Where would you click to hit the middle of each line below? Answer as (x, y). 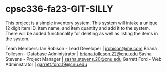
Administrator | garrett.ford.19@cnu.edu (46, 64)
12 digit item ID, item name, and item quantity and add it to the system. (78, 28)
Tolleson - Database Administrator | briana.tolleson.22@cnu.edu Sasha (78, 54)
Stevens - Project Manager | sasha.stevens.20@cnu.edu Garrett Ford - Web (83, 59)
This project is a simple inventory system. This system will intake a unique (81, 23)
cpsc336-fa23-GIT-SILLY (59, 9)
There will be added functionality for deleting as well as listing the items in (82, 33)
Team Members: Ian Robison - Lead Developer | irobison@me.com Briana (81, 48)
